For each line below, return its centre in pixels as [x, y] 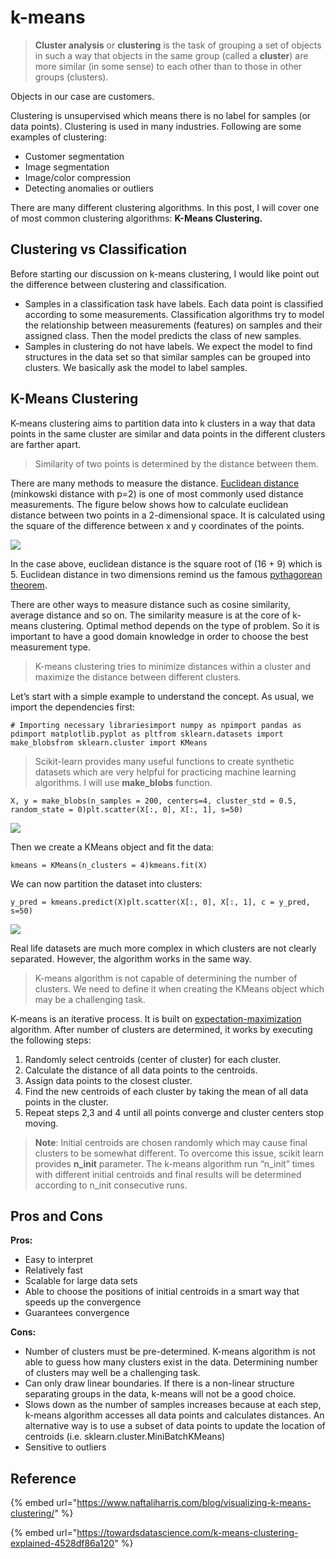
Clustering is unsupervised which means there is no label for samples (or [161, 115]
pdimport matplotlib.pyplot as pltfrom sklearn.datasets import [147, 734]
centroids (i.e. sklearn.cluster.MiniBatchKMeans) [125, 1437]
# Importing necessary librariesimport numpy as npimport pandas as [156, 725]
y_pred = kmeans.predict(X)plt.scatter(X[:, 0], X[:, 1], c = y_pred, [160, 902]
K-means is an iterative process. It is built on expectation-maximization [156, 1018]
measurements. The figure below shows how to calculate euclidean [149, 504]
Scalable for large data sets [81, 1281]
